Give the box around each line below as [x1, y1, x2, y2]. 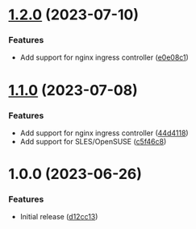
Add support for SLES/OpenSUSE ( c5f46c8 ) [19, 136, 167, 146]
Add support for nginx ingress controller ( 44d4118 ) [19, 127, 189, 138]
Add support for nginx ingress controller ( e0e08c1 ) [19, 52, 190, 62]
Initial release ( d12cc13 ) [19, 212, 98, 222]
